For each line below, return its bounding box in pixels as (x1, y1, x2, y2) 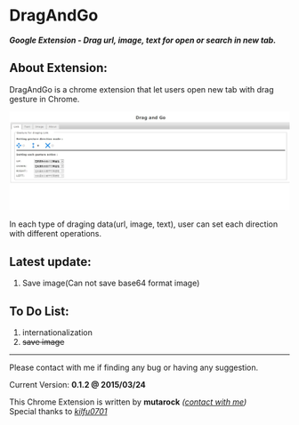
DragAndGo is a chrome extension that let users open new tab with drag (9, 84, 274, 94)
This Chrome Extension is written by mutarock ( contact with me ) (9, 397, 247, 407)
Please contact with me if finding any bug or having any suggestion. (9, 362, 259, 373)
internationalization (21, 327, 93, 338)
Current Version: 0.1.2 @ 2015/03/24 (9, 380, 147, 390)
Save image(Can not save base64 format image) (21, 277, 200, 289)
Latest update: (9, 254, 92, 269)
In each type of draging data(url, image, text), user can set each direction (9, 219, 279, 229)
